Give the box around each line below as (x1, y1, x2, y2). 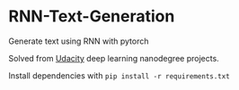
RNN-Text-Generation (8, 6, 175, 27)
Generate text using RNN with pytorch (8, 36, 149, 46)
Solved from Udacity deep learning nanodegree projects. (8, 53, 219, 63)
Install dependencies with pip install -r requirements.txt (8, 70, 230, 81)
